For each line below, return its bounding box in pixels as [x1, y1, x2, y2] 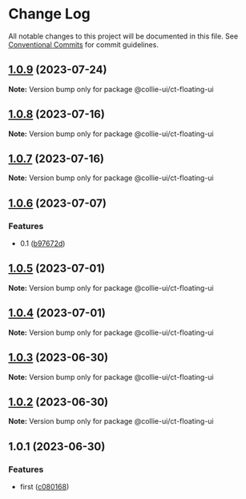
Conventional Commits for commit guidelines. [8, 39, 159, 49]
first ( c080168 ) [19, 482, 70, 491]
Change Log [8, 5, 91, 23]
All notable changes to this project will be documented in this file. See [8, 31, 239, 41]
